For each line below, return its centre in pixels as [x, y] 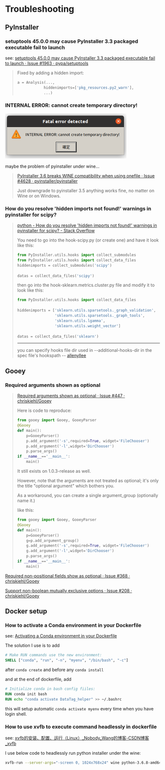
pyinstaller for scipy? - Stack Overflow [56, 231]
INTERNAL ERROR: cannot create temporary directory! [71, 105]
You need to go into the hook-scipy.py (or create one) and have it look [88, 240]
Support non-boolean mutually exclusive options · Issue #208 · [69, 590]
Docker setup [26, 611]
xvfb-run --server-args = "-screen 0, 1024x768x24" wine [62, 763]
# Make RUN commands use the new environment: [54, 655]
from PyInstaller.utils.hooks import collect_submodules [77, 255]
